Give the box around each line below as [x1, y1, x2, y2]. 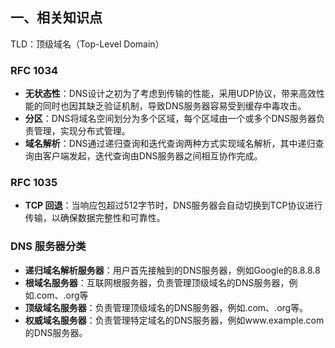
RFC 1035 [10, 176, 58, 190]
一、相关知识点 [10, 9, 103, 27]
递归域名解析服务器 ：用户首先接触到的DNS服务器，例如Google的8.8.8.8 [24, 264, 321, 276]
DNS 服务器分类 [10, 239, 87, 253]
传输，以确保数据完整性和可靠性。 [24, 212, 166, 224]
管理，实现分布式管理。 [33, 125, 131, 137]
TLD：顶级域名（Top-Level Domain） [10, 38, 165, 50]
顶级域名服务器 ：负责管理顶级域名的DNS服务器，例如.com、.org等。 [24, 301, 309, 313]
